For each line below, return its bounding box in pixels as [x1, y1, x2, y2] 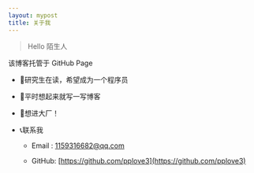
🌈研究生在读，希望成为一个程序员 [19, 75, 129, 84]
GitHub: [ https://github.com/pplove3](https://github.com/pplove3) [31, 156, 246, 165]
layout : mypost [8, 11, 58, 20]
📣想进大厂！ [19, 108, 59, 118]
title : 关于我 [8, 19, 51, 27]
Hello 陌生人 [27, 41, 68, 51]
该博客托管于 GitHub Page [8, 58, 93, 68]
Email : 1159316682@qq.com [31, 141, 125, 150]
